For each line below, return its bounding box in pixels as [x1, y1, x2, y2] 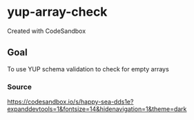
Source [7, 82, 32, 91]
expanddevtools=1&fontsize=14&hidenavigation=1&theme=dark [7, 105, 187, 113]
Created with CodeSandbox [7, 27, 86, 35]
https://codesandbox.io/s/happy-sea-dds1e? [7, 97, 134, 106]
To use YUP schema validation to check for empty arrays [7, 64, 169, 73]
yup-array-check [7, 4, 108, 20]
